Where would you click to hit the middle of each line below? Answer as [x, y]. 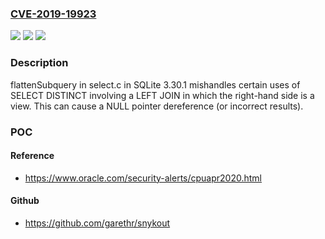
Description [39, 63]
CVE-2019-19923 [53, 14]
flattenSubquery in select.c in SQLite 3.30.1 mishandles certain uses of [155, 84]
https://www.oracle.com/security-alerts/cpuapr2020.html [143, 178]
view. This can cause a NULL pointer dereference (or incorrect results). [157, 106]
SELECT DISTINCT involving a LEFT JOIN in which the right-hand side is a [162, 95]
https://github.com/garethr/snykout [97, 223]
